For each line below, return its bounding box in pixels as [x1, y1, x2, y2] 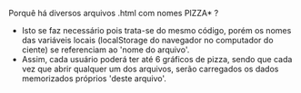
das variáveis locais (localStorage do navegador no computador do [21, 35, 274, 45]
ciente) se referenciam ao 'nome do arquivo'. [21, 44, 190, 55]
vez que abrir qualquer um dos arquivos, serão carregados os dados [21, 63, 279, 74]
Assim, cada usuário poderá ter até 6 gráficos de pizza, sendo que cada [21, 54, 293, 64]
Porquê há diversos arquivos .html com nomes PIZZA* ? [8, 8, 219, 18]
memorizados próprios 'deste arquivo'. [21, 73, 167, 84]
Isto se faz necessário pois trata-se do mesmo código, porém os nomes [21, 25, 292, 35]
